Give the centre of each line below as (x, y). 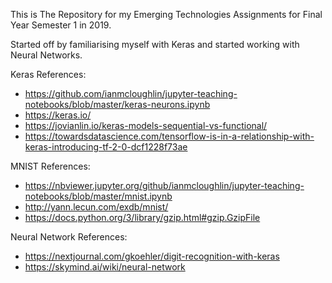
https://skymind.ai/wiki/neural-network (105, 267)
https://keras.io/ (58, 115)
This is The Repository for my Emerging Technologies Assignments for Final (166, 14)
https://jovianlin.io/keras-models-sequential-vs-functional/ (146, 125)
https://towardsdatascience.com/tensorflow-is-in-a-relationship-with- (169, 136)
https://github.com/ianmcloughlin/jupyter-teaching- (131, 93)
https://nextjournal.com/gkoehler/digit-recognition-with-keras (152, 256)
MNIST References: (50, 166)
